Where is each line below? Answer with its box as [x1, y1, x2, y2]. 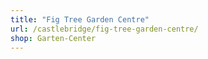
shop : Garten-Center [10, 33, 97, 43]
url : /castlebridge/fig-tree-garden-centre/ [10, 24, 199, 34]
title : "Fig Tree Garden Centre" [10, 14, 150, 25]
